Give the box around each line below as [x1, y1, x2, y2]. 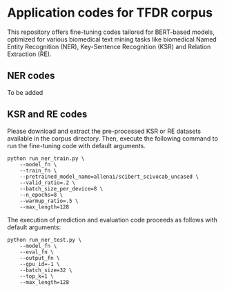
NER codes [7, 70, 55, 82]
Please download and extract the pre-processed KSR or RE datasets [7, 127, 202, 135]
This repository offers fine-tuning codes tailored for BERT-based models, [7, 28, 215, 36]
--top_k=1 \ [19, 272, 54, 280]
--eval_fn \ [19, 248, 54, 256]
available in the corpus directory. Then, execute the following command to [7, 134, 219, 143]
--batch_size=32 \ [19, 267, 72, 274]
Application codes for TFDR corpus [7, 5, 213, 21]
